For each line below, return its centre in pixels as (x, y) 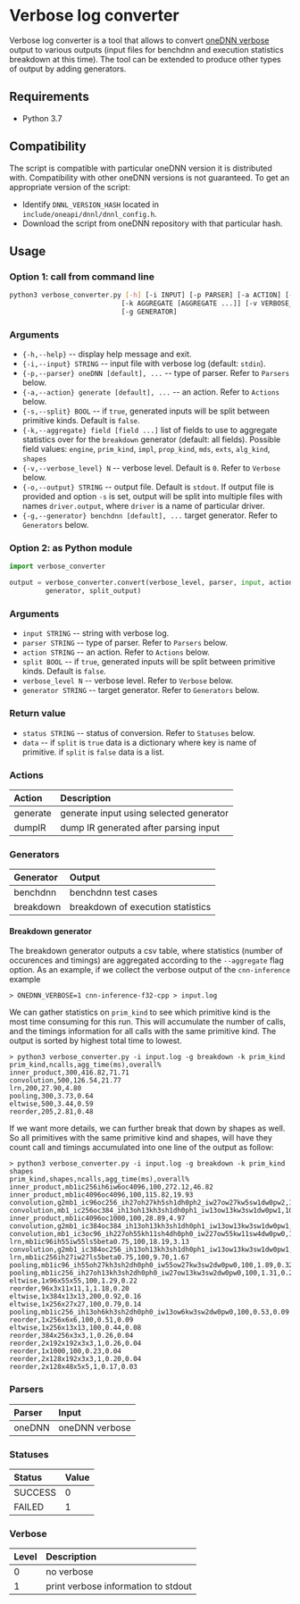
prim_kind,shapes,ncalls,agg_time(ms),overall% (100, 1180)
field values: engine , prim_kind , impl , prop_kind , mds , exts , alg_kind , (146, 449)
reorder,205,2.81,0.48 (51, 1112)
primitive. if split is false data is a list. (93, 752)
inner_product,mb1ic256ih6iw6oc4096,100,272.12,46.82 (112, 1187)
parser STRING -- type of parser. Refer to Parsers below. (125, 643)
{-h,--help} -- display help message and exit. (107, 355)
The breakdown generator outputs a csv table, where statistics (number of (146, 951)
